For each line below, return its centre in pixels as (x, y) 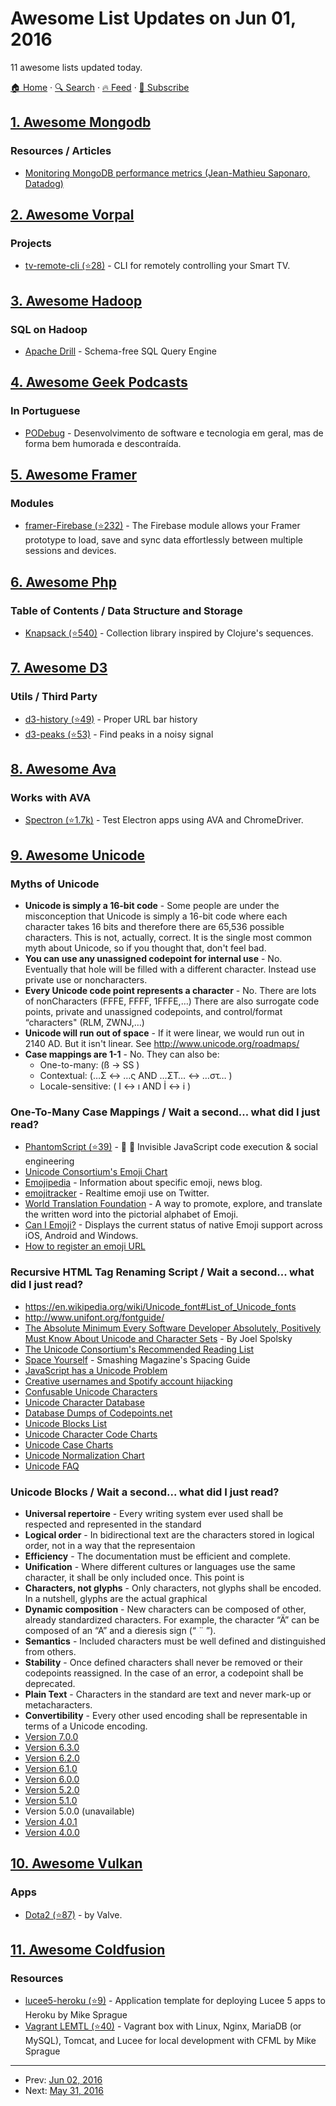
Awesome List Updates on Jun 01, (153, 18)
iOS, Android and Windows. (81, 1236)
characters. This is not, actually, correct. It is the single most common (168, 938)
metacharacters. (58, 1705)
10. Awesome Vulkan (76, 1863)
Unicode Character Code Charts (91, 1434)
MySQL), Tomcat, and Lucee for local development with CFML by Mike (170, 2041)
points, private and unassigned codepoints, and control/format (153, 1012)
